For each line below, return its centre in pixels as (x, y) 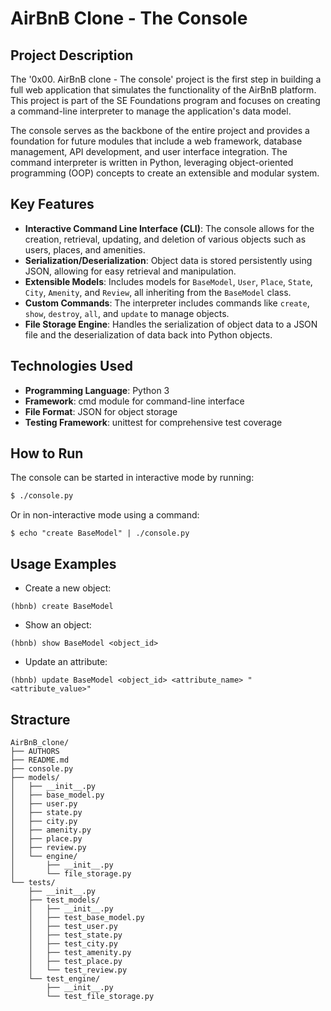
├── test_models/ (64, 900)
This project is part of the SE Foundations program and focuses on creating (165, 100)
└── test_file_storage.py (100, 996)
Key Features (52, 204)
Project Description (72, 55)
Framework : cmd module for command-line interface (134, 401)
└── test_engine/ (64, 978)
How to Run (47, 453)
